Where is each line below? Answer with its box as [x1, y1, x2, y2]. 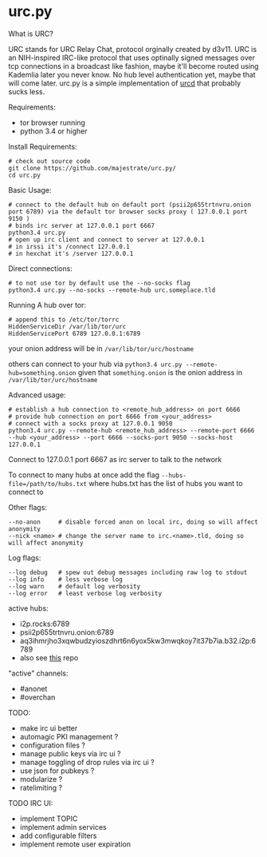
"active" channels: [8, 668, 69, 678]
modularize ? [19, 774, 63, 783]
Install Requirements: [8, 142, 77, 151]
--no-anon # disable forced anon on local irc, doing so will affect [8, 518, 259, 526]
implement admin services [19, 822, 107, 831]
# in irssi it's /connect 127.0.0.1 [8, 242, 130, 250]
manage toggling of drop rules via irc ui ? [19, 757, 155, 767]
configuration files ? [19, 740, 86, 750]
